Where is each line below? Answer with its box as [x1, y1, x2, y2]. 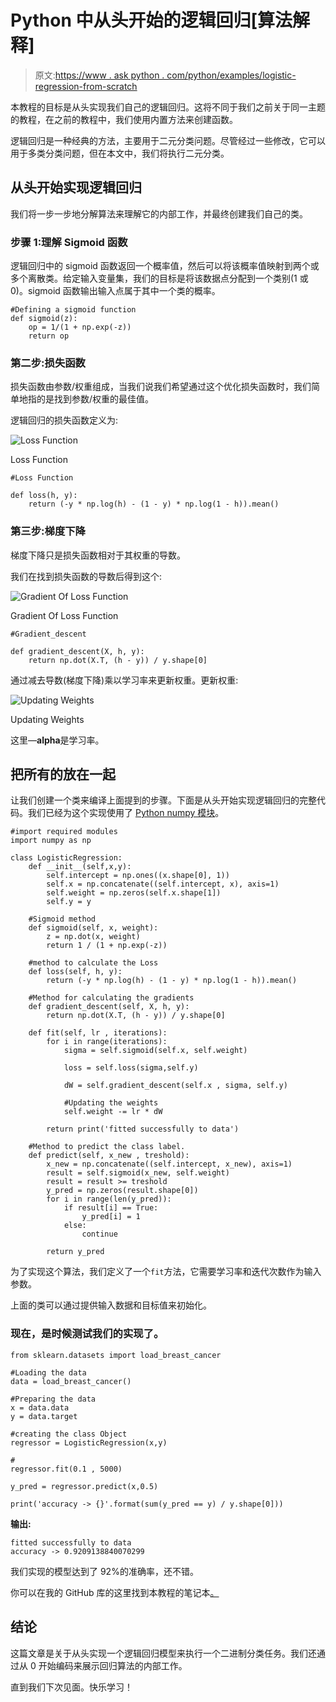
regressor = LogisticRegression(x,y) [10, 1437, 168, 1448]
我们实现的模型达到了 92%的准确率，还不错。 [10, 1565, 199, 1577]
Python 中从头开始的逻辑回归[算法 [10, 9, 293, 32]
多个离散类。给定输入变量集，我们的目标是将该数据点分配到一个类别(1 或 [10, 272, 309, 285]
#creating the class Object [10, 1429, 128, 1439]
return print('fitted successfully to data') [46, 1124, 240, 1135]
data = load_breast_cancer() [10, 1376, 132, 1386]
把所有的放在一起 [10, 766, 116, 783]
